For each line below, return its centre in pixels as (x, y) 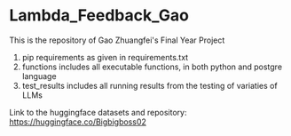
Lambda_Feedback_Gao (99, 16)
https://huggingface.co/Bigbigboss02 (78, 122)
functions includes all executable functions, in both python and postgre (152, 67)
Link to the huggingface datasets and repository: (98, 112)
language (39, 76)
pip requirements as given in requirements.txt (105, 57)
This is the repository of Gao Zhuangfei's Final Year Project (117, 40)
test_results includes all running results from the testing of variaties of (149, 85)
